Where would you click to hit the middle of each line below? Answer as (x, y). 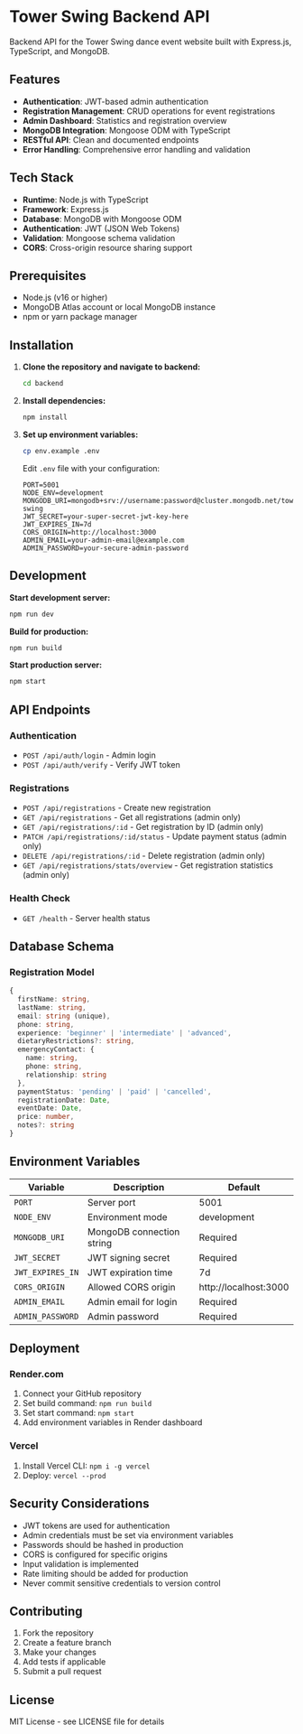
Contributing (46, 1611)
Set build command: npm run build (87, 1403)
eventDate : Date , (50, 1108)
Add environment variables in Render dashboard (112, 1422)
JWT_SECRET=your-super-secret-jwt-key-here (106, 517)
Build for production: (49, 631)
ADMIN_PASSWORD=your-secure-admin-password (106, 548)
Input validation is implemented (81, 1563)
